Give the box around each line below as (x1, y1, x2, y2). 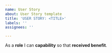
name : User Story (5, 7, 40, 12)
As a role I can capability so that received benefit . (5, 42, 107, 48)
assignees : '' (5, 25, 34, 30)
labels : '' (5, 20, 27, 26)
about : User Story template (5, 12, 62, 16)
